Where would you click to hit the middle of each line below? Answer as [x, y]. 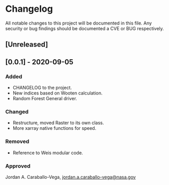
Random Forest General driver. [45, 99]
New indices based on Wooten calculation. [58, 93]
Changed [17, 111]
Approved [18, 166]
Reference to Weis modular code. [48, 153]
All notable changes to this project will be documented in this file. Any [79, 23]
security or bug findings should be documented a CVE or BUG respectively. [85, 28]
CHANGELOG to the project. [42, 88]
